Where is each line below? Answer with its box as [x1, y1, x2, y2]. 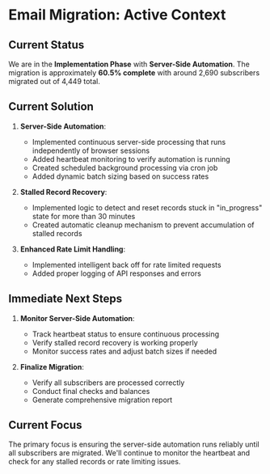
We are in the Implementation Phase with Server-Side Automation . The [8, 59, 251, 69]
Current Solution [8, 99, 95, 114]
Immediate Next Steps [8, 292, 123, 306]
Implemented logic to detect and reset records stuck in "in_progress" [32, 202, 263, 212]
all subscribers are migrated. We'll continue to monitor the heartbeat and [8, 448, 251, 458]
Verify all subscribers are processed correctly [32, 378, 185, 387]
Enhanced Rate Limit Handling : [19, 244, 126, 254]
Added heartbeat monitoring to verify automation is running [32, 154, 230, 163]
